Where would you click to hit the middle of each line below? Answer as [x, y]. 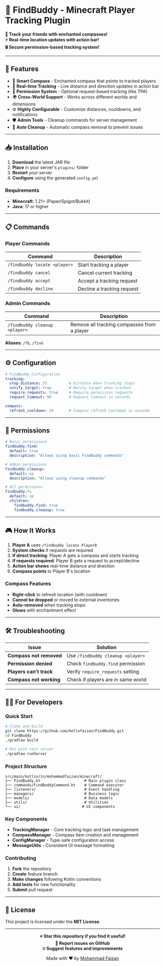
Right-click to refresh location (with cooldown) [60, 594]
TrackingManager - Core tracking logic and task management [75, 830]
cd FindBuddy [18, 736]
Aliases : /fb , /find [24, 343]
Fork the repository [32, 869]
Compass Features [28, 584]
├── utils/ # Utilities [57, 802]
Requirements [22, 191]
